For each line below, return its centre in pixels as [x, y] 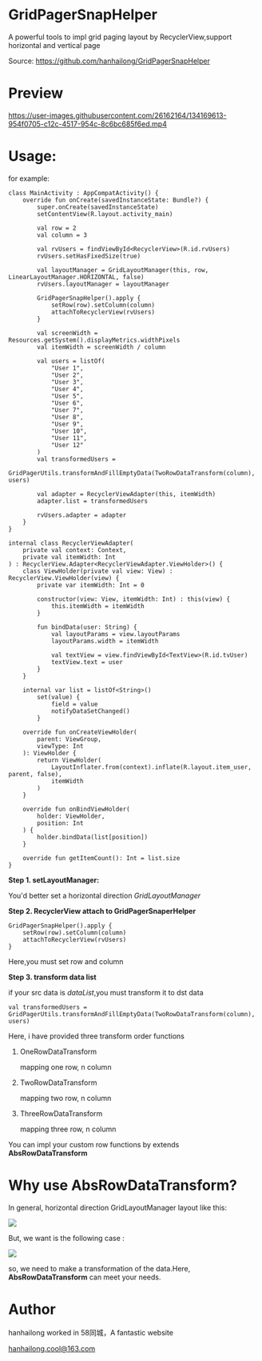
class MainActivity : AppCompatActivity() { [83, 193]
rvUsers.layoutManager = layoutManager [103, 284]
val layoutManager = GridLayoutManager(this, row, [123, 270]
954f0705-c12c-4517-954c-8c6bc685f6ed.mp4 [88, 124]
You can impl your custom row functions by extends [94, 1144]
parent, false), [35, 774]
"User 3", [67, 382]
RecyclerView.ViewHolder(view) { [64, 578]
